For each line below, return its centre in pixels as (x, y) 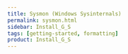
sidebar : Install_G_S (39, 27)
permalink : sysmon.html (42, 20)
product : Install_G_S (39, 40)
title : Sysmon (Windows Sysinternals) (64, 14)
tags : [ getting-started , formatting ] (63, 33)
